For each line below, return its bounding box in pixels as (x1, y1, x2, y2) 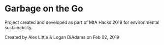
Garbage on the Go (4, 3, 83, 14)
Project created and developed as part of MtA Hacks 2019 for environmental (4, 19, 160, 25)
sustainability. (4, 24, 33, 30)
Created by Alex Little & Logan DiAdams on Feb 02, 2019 (4, 34, 120, 40)
